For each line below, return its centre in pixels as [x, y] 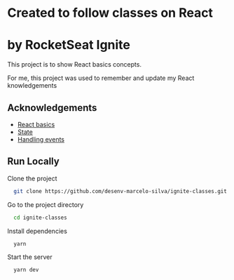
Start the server [30, 257]
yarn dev [26, 270]
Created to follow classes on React [110, 13]
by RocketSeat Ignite [69, 45]
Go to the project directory [46, 204]
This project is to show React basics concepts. [75, 65]
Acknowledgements [52, 108]
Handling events [41, 139]
